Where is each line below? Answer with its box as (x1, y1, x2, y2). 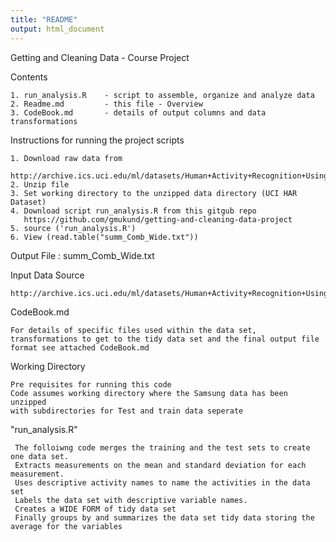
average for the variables (10, 521, 123, 531)
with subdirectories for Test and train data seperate (10, 406, 244, 416)
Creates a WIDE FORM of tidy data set (14, 504, 177, 514)
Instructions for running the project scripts (10, 134, 185, 146)
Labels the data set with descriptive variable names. (14, 495, 248, 505)
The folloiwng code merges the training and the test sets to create (14, 442, 311, 453)
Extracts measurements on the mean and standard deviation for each (14, 460, 307, 470)
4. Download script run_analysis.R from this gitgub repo (10, 206, 257, 216)
